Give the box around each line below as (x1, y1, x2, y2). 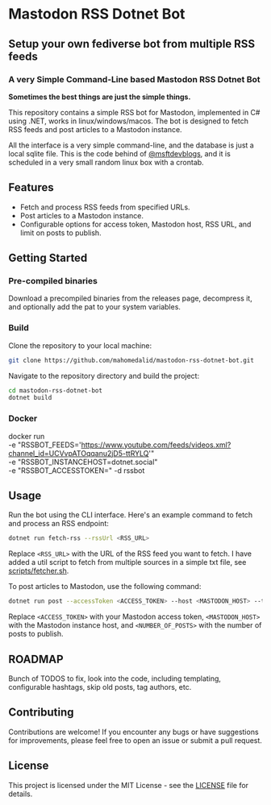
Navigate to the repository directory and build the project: (8, 371, 200, 380)
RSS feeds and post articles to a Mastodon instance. (8, 124, 183, 134)
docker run (8, 431, 45, 441)
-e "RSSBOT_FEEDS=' (8, 440, 82, 450)
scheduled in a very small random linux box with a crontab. (8, 157, 204, 167)
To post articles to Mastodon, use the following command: (8, 582, 202, 591)
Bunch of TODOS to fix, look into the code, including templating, (8, 674, 222, 683)
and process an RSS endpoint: (8, 519, 109, 529)
